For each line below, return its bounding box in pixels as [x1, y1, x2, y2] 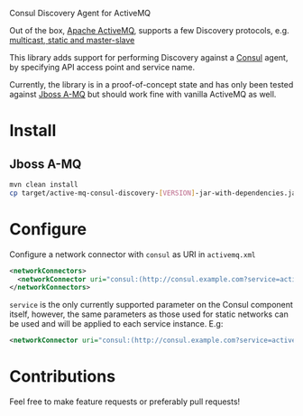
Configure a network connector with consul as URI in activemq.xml [9, 248, 256, 260]
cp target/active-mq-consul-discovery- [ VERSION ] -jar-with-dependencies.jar [9, 189, 300, 198]
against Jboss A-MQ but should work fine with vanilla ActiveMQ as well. [9, 89, 277, 99]
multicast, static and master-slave [9, 35, 135, 45]
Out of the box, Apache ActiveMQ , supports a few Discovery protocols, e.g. [9, 25, 290, 35]
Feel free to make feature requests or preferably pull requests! [9, 396, 241, 407]
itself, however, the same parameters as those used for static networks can [9, 309, 289, 319]
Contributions [9, 366, 115, 387]
